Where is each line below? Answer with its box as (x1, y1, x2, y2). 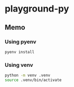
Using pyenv (5, 38, 36, 45)
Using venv (5, 61, 33, 68)
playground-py (5, 3, 69, 15)
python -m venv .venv (5, 73, 51, 78)
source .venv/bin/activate (5, 77, 62, 82)
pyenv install (5, 49, 35, 54)
